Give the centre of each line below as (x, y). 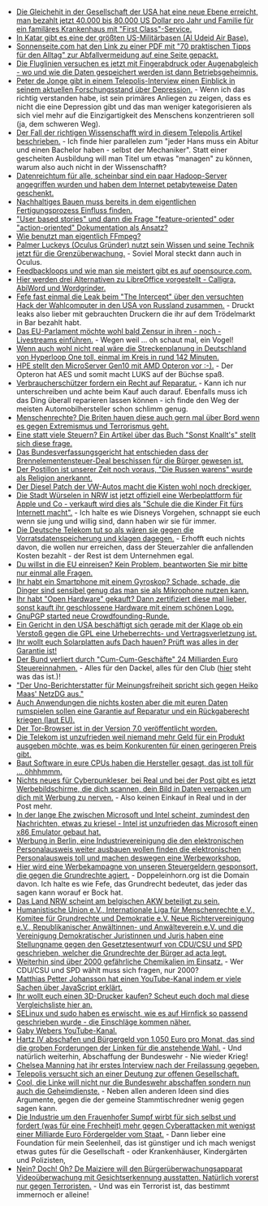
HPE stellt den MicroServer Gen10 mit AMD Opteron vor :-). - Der (125, 366)
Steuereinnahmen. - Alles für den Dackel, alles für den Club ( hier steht (134, 668)
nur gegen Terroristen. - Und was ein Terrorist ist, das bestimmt (123, 1186)
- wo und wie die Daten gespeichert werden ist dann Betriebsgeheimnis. (137, 72)
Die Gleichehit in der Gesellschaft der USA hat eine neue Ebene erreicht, (137, 12)
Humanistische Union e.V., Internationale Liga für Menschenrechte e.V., (135, 910)
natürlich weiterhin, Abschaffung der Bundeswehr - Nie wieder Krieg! (132, 1056)
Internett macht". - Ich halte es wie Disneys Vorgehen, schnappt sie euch (138, 512)
